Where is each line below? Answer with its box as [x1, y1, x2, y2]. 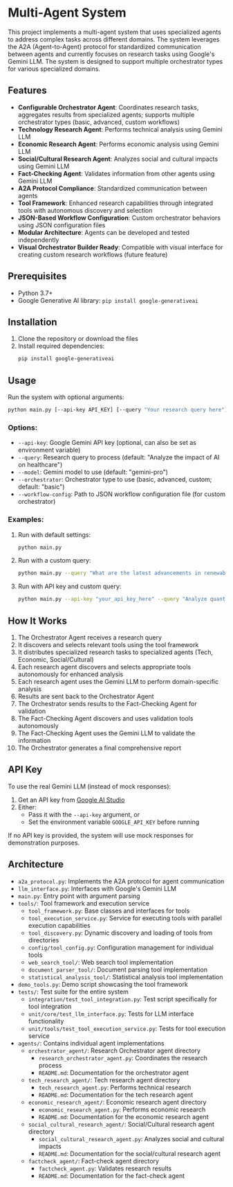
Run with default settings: [17, 530, 91, 538]
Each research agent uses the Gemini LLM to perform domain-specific [17, 677, 219, 685]
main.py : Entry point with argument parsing [17, 892, 140, 900]
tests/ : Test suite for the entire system [17, 987, 129, 996]
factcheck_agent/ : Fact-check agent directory [28, 1157, 160, 1165]
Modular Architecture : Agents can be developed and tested [17, 228, 189, 236]
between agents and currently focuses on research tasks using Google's [8, 50, 215, 58]
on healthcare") [17, 461, 63, 469]
